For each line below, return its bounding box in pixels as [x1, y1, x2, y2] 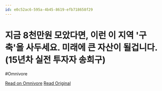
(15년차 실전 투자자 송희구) [5, 54, 106, 65]
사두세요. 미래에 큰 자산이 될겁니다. [25, 42, 158, 53]
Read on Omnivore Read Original [5, 80, 71, 86]
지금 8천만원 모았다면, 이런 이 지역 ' [5, 30, 139, 41]
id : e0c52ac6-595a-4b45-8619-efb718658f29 [5, 7, 93, 12]
